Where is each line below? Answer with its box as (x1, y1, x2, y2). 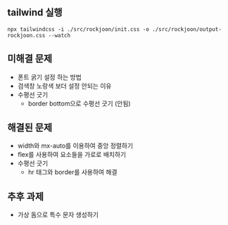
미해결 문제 (7, 53, 53, 65)
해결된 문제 (7, 122, 53, 134)
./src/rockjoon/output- (152, 25, 222, 33)
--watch (48, 32, 71, 39)
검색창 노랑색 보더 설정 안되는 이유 (17, 82, 112, 90)
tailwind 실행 (7, 6, 63, 19)
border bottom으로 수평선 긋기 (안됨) (27, 99, 132, 108)
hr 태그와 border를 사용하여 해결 (27, 168, 118, 176)
